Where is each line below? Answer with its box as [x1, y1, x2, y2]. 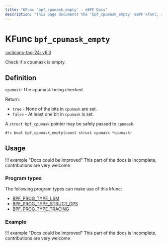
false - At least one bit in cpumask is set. [12, 111, 94, 117]
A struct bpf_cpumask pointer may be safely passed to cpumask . [5, 121, 135, 127]
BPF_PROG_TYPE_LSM [12, 195, 60, 201]
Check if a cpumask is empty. [5, 59, 66, 65]
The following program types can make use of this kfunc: [5, 186, 122, 192]
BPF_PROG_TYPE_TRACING [12, 206, 70, 212]
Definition [5, 73, 36, 82]
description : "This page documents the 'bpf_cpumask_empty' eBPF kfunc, [5, 12, 159, 17]
